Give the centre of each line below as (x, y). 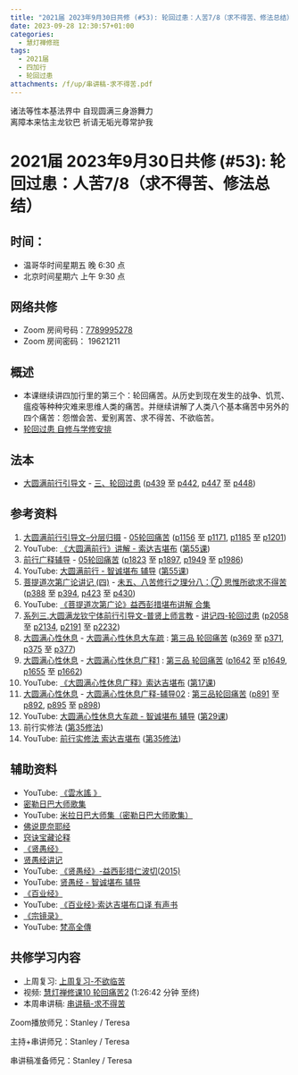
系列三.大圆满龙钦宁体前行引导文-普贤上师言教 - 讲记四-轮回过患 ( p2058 (156, 615)
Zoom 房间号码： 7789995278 (78, 330)
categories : (32, 34)
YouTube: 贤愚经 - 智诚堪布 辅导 (82, 882)
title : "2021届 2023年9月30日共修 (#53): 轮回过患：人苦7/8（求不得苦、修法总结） (152, 17)
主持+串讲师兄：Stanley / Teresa (70, 1041)
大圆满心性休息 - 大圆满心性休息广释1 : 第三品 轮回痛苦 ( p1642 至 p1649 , (155, 660)
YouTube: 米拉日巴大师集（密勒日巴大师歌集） (108, 815)
